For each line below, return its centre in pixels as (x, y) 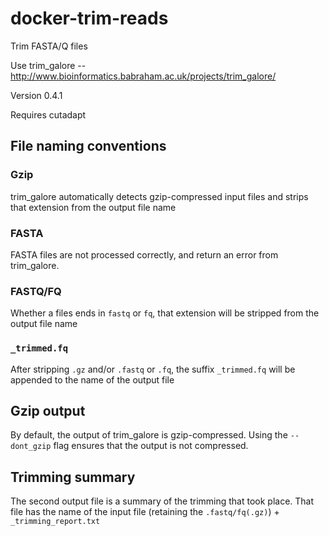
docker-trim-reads (89, 18)
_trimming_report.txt (55, 522)
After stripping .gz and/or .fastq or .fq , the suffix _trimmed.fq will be (153, 369)
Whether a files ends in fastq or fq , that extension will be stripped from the (165, 313)
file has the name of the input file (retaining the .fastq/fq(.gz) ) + (145, 512)
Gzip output (48, 410)
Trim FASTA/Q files (49, 46)
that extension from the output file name (93, 207)
